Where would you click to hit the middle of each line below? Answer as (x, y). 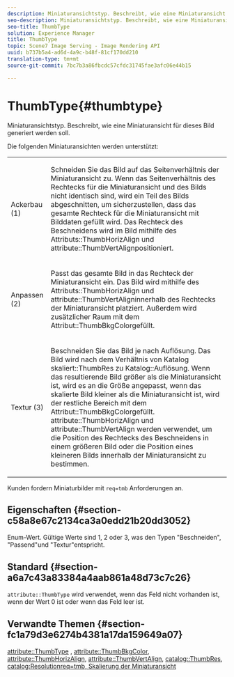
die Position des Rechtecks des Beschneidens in (130, 437)
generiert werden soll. (39, 132)
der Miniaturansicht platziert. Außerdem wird (124, 308)
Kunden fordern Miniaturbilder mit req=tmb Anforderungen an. (95, 488)
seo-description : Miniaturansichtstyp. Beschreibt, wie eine (98, 20)
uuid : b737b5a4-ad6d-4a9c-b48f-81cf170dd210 (73, 53)
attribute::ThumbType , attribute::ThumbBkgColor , (78, 651)
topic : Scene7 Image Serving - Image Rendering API (84, 46)
